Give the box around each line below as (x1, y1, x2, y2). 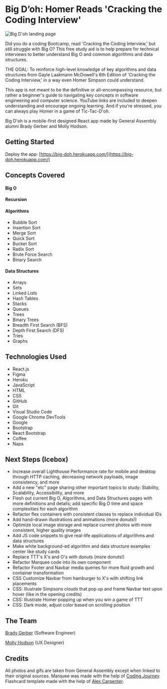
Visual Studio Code (12, 409, 52, 415)
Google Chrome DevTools (12, 414, 66, 420)
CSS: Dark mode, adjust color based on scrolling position (12, 602, 130, 608)
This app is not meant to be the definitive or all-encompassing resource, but (5, 86, 162, 92)
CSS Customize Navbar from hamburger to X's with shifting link (12, 575, 143, 581)
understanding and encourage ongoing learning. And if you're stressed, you (5, 103, 161, 109)
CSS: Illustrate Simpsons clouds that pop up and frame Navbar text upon (12, 586, 162, 592)
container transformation (12, 570, 64, 576)
